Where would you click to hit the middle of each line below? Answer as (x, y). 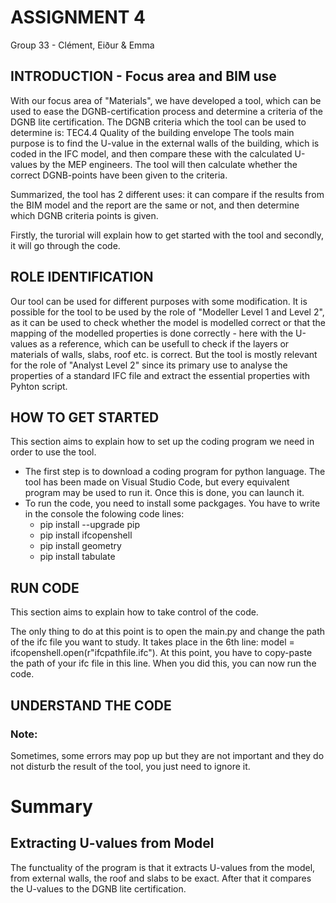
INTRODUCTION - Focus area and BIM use (143, 76)
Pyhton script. (39, 386)
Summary (51, 807)
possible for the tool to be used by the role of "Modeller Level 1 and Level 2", (167, 312)
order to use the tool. (53, 452)
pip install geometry (80, 546)
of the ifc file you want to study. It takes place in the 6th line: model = (152, 642)
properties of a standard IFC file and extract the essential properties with (160, 375)
